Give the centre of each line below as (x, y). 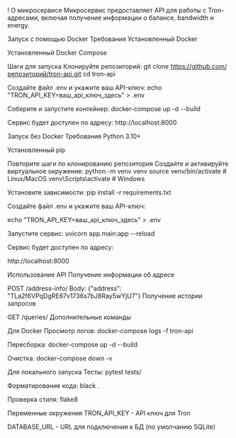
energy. (18, 25)
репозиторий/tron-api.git (44, 74)
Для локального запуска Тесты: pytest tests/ (74, 372)
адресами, (24, 18)
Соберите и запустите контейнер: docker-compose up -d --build (104, 109)
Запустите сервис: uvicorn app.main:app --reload (81, 234)
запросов (22, 303)
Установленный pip (36, 150)
